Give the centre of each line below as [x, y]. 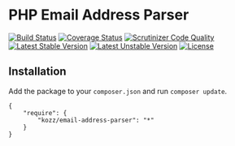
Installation [37, 72]
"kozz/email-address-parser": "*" [96, 120]
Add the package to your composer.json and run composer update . [118, 91]
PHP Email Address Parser [99, 15]
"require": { [45, 113]
